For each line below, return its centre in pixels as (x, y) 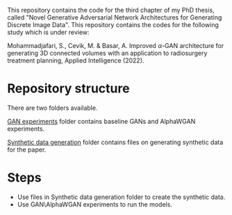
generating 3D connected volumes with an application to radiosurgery (107, 53)
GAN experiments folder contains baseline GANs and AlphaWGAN (101, 121)
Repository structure (68, 89)
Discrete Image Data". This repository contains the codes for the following (113, 25)
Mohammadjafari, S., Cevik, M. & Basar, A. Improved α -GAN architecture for (116, 46)
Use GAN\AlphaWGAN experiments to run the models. (94, 204)
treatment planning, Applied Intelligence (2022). (76, 61)
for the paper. (27, 150)
